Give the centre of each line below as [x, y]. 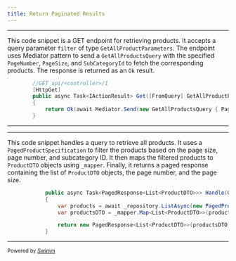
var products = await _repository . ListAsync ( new [130, 206]
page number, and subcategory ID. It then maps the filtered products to [110, 157]
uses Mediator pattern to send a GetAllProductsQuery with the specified [111, 55]
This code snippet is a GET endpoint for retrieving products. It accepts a [112, 40]
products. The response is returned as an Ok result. [81, 70]
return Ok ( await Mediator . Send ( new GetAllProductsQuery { [131, 110]
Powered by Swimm [31, 251]
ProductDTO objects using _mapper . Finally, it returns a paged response [108, 165]
